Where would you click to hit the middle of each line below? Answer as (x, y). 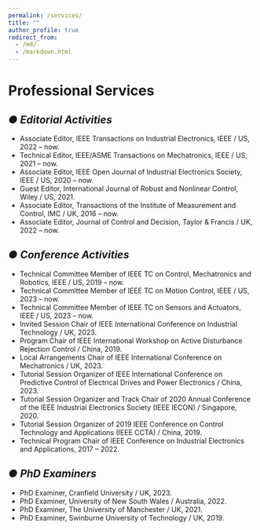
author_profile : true (44, 30)
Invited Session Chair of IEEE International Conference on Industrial (128, 323)
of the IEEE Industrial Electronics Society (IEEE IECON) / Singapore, (128, 407)
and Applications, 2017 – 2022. (70, 449)
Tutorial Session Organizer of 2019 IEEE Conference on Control (121, 424)
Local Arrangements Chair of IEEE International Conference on (121, 357)
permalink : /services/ (45, 15)
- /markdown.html (44, 52)
